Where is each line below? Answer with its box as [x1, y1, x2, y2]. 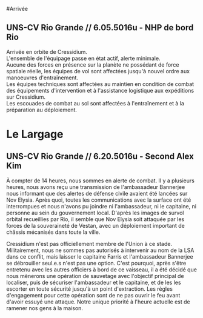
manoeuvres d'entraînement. [6, 74, 79, 81]
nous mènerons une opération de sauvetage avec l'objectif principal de [6, 272, 184, 279]
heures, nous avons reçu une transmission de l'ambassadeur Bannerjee [6, 183, 185, 190]
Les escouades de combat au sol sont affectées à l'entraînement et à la [6, 99, 185, 107]
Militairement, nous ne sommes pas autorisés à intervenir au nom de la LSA [6, 247, 195, 254]
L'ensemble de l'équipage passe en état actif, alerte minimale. [6, 55, 161, 62]
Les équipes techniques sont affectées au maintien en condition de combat [6, 80, 195, 87]
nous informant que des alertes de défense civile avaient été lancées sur [6, 190, 188, 197]
